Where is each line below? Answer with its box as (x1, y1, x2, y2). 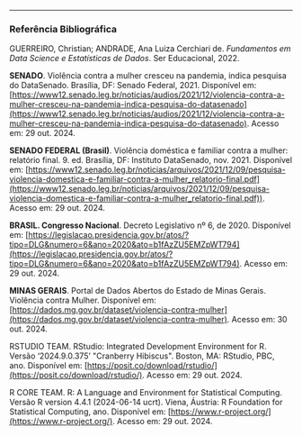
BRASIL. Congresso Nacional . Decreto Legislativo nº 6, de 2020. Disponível (9, 220, 291, 231)
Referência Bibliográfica (9, 23, 117, 35)
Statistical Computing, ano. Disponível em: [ (9, 406, 172, 417)
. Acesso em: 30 (226, 314, 288, 325)
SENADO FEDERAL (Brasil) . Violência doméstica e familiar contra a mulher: (9, 145, 289, 156)
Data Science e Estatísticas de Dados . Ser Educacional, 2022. (9, 53, 240, 64)
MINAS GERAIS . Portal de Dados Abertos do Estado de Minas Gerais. (9, 285, 267, 296)
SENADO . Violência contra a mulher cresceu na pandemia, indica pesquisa (9, 70, 288, 81)
